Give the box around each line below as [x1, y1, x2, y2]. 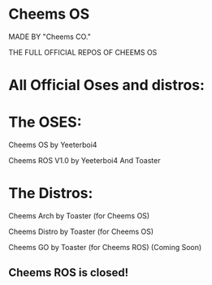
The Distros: [8, 184, 93, 203]
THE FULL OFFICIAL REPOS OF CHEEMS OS [8, 47, 158, 57]
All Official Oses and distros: [8, 76, 206, 94]
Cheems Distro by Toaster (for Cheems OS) [8, 227, 154, 236]
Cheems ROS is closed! [8, 266, 129, 280]
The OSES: [8, 113, 83, 132]
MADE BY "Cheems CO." [8, 32, 92, 41]
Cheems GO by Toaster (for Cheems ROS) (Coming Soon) [8, 243, 202, 252]
